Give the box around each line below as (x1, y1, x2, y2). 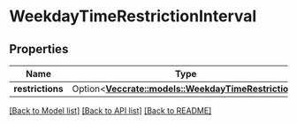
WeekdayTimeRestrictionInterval (9, 6, 257, 27)
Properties (9, 42, 69, 57)
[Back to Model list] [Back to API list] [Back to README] (9, 105, 212, 116)
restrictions (13, 82, 64, 95)
